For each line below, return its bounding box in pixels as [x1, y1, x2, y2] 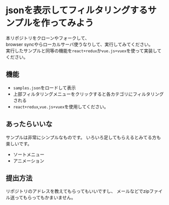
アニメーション [13, 157, 45, 163]
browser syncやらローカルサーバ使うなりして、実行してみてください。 [6, 41, 153, 47]
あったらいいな [6, 120, 53, 129]
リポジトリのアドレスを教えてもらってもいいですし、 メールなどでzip [6, 188, 150, 194]
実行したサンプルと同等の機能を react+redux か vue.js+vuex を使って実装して [6, 48, 161, 54]
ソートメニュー [13, 151, 45, 157]
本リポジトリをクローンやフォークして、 [6, 35, 90, 41]
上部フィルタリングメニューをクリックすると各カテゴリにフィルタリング [13, 91, 164, 97]
